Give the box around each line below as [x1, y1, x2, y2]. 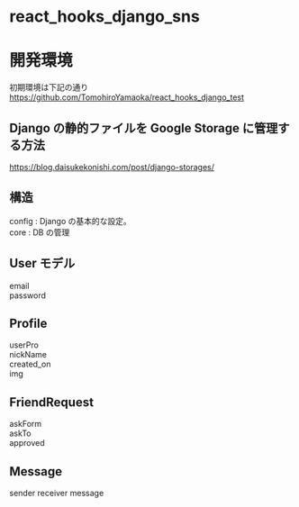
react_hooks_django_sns [9, 6, 200, 27]
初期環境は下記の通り [9, 82, 88, 93]
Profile [9, 315, 48, 330]
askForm [9, 419, 42, 430]
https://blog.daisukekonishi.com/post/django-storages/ [9, 161, 214, 172]
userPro [9, 340, 39, 350]
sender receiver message [9, 488, 104, 498]
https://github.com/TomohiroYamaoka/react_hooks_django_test [9, 92, 245, 103]
